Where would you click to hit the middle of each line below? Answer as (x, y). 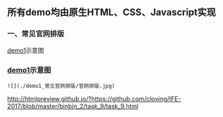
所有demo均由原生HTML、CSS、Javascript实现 (112, 12)
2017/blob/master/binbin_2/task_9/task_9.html (73, 106)
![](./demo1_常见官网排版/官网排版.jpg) (61, 86)
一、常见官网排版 (36, 34)
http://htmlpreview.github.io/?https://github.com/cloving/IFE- (94, 98)
